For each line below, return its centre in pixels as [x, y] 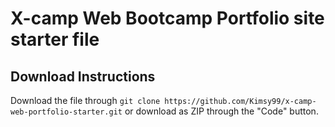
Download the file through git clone [85, 100]
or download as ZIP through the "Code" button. [221, 111]
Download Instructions [83, 76]
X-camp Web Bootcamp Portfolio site [167, 18]
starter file [55, 39]
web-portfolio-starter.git [66, 112]
